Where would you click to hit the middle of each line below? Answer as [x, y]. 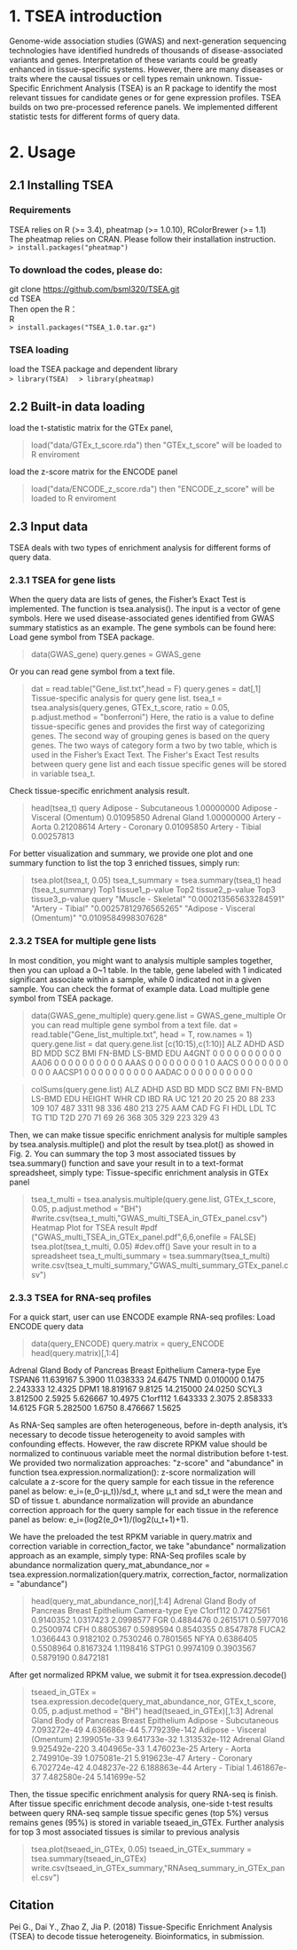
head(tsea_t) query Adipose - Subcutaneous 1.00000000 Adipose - [154, 808]
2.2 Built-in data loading [77, 406]
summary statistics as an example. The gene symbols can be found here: [143, 628]
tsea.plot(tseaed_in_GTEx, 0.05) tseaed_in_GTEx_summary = [141, 1849]
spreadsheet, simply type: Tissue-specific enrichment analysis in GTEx [139, 1172]
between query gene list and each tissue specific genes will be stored [159, 765]
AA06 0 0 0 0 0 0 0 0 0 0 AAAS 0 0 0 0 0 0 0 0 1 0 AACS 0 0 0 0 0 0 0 [159, 1062]
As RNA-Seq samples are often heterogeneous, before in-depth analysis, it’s [148, 1425]
